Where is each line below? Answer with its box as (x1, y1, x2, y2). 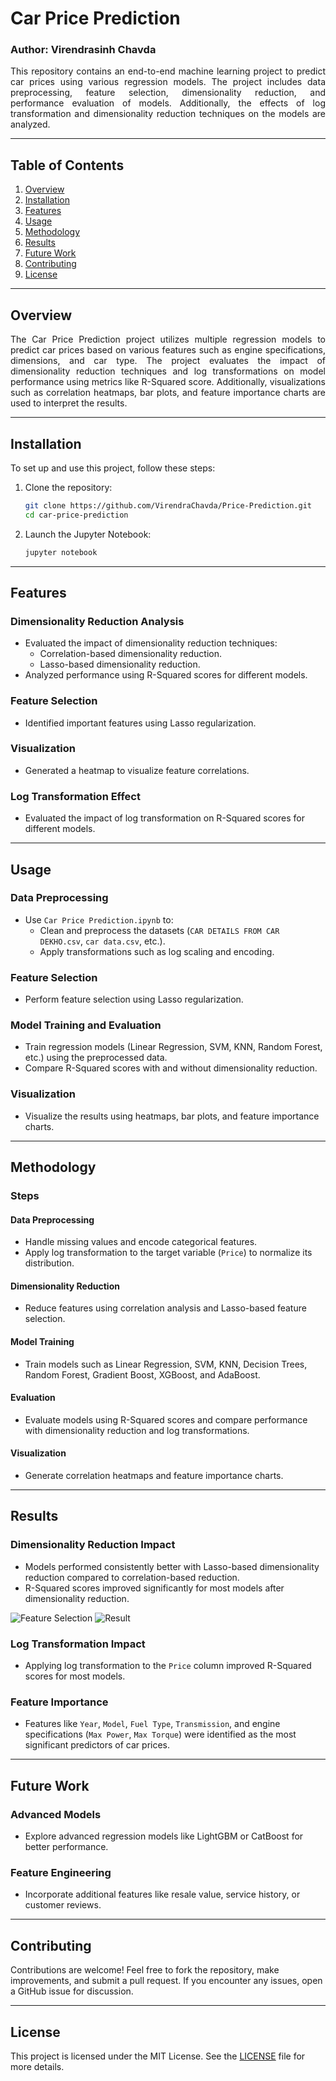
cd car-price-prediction (24, 510, 129, 520)
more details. (10, 2060, 65, 2072)
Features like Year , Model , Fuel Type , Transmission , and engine (24, 1718, 281, 1730)
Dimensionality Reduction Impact (10, 1538, 176, 1552)
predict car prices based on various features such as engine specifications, (10, 344, 326, 356)
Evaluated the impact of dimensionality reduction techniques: (24, 637, 278, 649)
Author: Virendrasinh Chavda (10, 43, 157, 57)
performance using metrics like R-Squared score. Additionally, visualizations (10, 376, 326, 388)
